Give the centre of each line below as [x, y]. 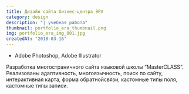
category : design [27, 17]
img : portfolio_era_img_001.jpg [45, 33]
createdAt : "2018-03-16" [36, 39]
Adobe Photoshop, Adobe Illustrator [58, 56]
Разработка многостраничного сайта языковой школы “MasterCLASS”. [95, 67]
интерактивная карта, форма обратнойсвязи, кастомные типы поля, [92, 79]
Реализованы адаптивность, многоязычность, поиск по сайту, [85, 73]
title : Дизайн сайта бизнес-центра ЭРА [55, 11]
